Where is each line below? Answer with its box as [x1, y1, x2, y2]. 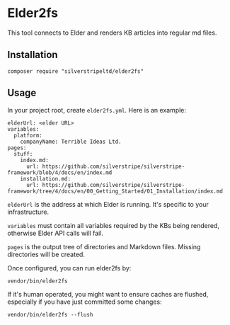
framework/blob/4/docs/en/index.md [7, 169, 113, 176]
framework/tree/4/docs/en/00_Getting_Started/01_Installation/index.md [7, 188, 223, 195]
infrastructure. [7, 207, 50, 216]
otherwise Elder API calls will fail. [7, 229, 104, 237]
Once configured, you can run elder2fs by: [7, 263, 132, 272]
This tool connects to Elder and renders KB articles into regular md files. [7, 28, 217, 37]
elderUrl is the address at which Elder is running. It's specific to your [7, 200, 209, 208]
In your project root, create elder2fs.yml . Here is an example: [7, 106, 186, 114]
